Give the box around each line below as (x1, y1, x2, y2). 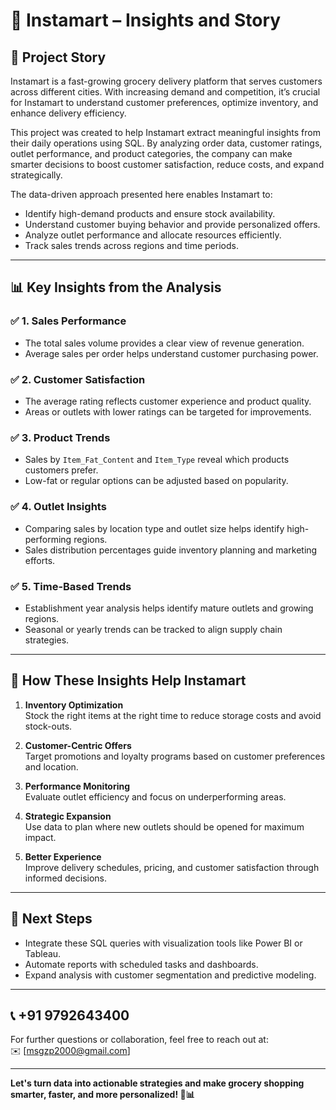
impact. (24, 831, 57, 843)
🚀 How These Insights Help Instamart (10, 672, 247, 689)
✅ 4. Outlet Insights (10, 500, 107, 514)
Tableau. (24, 947, 62, 959)
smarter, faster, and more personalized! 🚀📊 (10, 1089, 195, 1101)
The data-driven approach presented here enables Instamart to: (10, 189, 273, 200)
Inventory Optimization (24, 699, 124, 711)
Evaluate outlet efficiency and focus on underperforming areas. (24, 790, 287, 803)
